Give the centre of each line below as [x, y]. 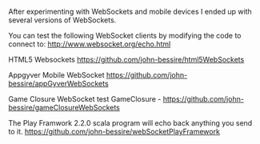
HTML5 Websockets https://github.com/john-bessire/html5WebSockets [126, 60]
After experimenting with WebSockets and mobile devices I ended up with [130, 12]
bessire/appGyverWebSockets [59, 84]
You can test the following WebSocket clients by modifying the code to [125, 36]
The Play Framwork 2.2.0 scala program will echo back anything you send [130, 123]
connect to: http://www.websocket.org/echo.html [90, 44]
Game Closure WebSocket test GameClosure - [85, 99]
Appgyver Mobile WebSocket [57, 75]
